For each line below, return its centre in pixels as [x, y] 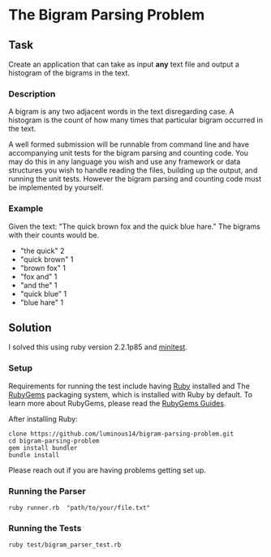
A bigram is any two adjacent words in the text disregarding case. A [121, 112]
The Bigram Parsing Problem [107, 15]
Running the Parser [47, 491]
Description [32, 93]
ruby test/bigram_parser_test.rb [65, 545]
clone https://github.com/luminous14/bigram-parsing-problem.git [121, 434]
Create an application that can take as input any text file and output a [124, 64]
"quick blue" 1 [43, 293]
